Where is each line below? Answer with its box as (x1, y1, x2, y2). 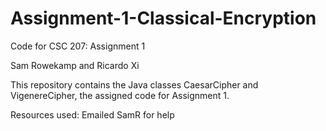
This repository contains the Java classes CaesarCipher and (10, 78, 259, 91)
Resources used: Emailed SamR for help (10, 108, 175, 121)
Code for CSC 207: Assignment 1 (10, 40, 146, 52)
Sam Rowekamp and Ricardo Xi (10, 59, 140, 71)
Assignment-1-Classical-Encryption (10, 7, 317, 30)
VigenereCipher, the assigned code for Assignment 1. (10, 89, 230, 101)
